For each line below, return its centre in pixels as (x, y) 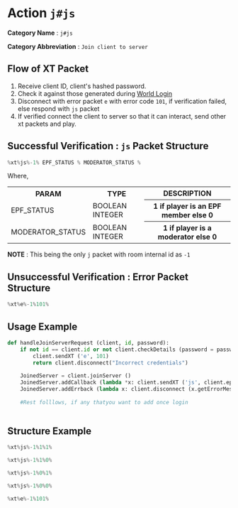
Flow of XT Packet (48, 69)
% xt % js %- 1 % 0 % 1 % (30, 473)
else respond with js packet (58, 109)
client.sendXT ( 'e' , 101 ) (71, 356)
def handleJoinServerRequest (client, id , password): (89, 342)
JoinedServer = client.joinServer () (76, 376)
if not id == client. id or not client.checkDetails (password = (117, 350)
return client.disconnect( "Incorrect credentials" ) (111, 363)
